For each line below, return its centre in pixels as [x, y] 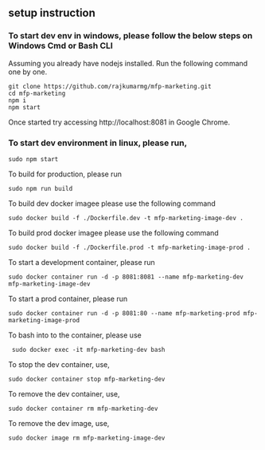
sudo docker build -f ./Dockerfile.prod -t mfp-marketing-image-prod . [129, 247]
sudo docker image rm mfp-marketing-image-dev [87, 438]
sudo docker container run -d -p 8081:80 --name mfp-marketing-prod [124, 313]
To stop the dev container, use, [59, 364]
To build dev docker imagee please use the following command [112, 203]
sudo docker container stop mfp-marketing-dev [87, 379]
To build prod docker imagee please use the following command [113, 233]
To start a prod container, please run [68, 298]
